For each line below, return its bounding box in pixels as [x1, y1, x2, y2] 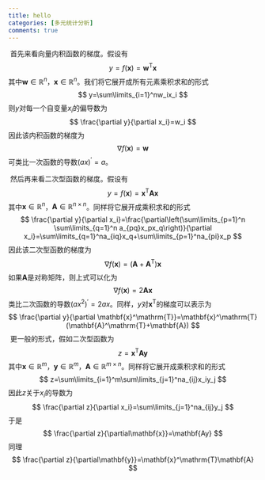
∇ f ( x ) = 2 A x [113, 286, 153, 295]
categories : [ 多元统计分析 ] [8, 19, 93, 27]
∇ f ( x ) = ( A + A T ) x [104, 258, 162, 269]
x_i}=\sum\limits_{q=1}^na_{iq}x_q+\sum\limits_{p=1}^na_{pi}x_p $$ [23, 231, 243, 242]
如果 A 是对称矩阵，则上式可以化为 [8, 272, 118, 282]
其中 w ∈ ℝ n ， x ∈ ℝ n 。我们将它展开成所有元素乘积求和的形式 [8, 76, 209, 86]
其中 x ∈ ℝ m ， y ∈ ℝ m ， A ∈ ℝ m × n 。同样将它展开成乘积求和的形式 [8, 360, 225, 371]
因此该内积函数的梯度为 [8, 131, 85, 140]
